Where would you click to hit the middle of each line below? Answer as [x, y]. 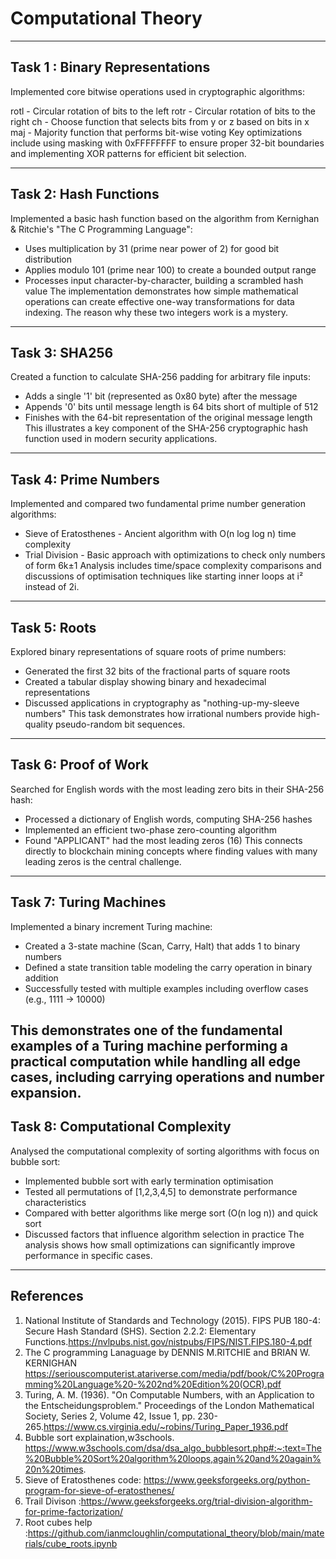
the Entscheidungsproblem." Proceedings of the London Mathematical [169, 1405]
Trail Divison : [53, 1501]
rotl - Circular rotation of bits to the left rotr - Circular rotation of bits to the [163, 111]
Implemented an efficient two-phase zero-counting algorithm [150, 829]
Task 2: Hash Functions [85, 194]
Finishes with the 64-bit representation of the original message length [168, 418]
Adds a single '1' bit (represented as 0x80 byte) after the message [161, 396]
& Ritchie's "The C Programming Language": [101, 229]
